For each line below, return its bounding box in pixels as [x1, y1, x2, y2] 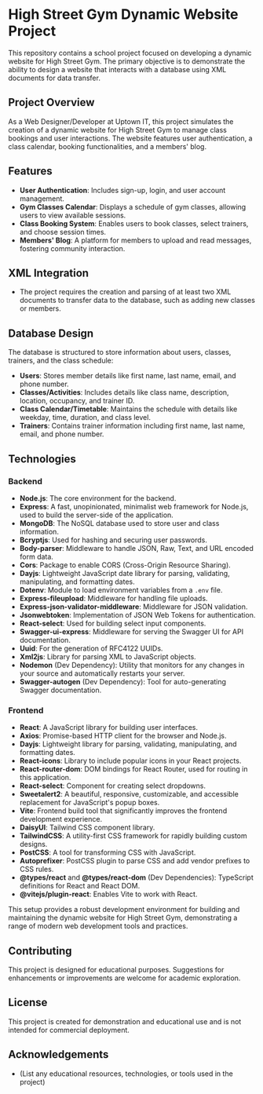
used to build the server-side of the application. [19, 510, 174, 520]
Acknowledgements [8, 1048, 109, 1061]
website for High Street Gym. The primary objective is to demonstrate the [8, 57, 246, 66]
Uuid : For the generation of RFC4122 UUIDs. [19, 644, 163, 653]
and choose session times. [19, 227, 107, 236]
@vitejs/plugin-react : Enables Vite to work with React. [19, 889, 198, 899]
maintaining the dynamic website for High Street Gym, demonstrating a [8, 913, 238, 923]
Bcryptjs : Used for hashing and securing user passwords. [19, 535, 208, 545]
